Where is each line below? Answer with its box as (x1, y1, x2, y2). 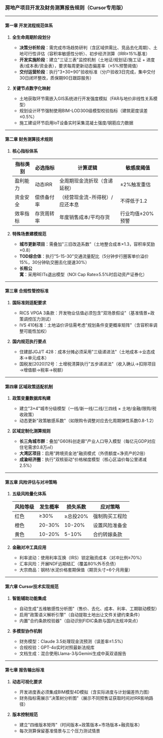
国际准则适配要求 (12, 299, 47, 305)
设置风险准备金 (93, 522, 128, 529)
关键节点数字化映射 (12, 85, 51, 91)
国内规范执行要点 (12, 338, 47, 344)
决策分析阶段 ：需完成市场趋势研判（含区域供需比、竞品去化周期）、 (19, 45, 154, 50)
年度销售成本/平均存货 (59, 213, 110, 220)
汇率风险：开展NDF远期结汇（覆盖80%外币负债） (19, 561, 119, 567)
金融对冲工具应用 (12, 544, 47, 550)
